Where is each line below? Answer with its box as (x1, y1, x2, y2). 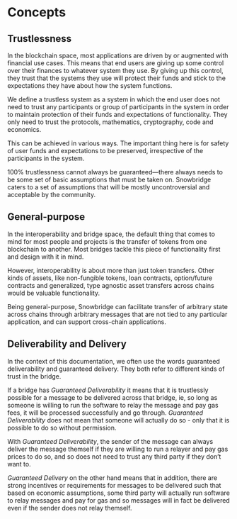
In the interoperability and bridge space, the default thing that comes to (7, 230, 216, 238)
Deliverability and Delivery (7, 338, 127, 350)
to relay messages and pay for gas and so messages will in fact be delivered (7, 496, 230, 504)
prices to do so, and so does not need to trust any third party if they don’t (7, 452, 221, 461)
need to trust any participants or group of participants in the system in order (7, 103, 229, 111)
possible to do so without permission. (7, 423, 117, 432)
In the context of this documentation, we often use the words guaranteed (7, 357, 221, 365)
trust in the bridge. (7, 372, 62, 380)
